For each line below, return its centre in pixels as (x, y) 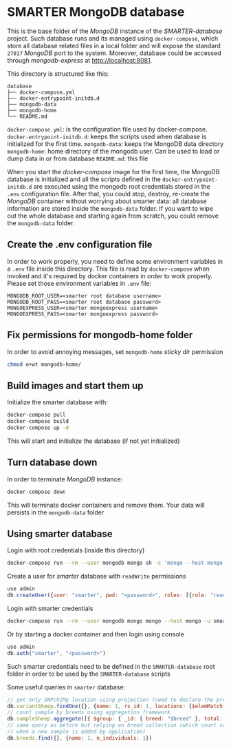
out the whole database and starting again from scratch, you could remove (113, 216)
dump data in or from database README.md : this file (78, 158)
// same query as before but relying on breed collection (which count (112, 725)
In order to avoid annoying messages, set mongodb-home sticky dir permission (115, 351)
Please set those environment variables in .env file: (79, 283)
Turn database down (52, 463)
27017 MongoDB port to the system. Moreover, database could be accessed (114, 53)
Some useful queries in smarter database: (66, 687)
